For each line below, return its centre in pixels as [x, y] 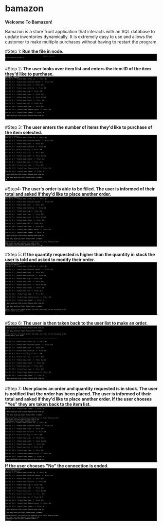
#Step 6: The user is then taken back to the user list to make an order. [76, 323]
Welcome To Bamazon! [29, 22]
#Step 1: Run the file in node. [35, 51]
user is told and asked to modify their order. [50, 260]
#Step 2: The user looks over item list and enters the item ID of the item [78, 68]
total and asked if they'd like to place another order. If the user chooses [79, 399]
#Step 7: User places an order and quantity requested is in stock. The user [81, 389]
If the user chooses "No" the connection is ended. [57, 465]
